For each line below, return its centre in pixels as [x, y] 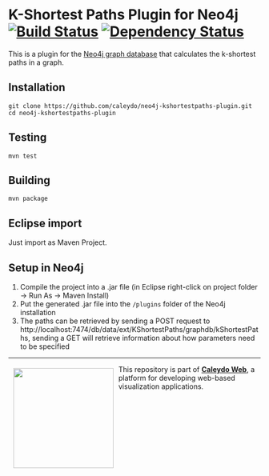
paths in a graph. [36, 62]
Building [29, 180]
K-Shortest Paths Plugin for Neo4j [123, 15]
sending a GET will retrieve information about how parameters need [143, 338]
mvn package [28, 199]
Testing [28, 138]
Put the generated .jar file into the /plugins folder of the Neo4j [122, 304]
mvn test [23, 156]
